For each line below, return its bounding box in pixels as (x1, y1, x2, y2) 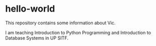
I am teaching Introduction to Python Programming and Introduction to (5, 29, 151, 35)
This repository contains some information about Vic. (5, 20, 116, 26)
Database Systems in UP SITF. (5, 35, 69, 41)
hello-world (5, 3, 56, 15)
